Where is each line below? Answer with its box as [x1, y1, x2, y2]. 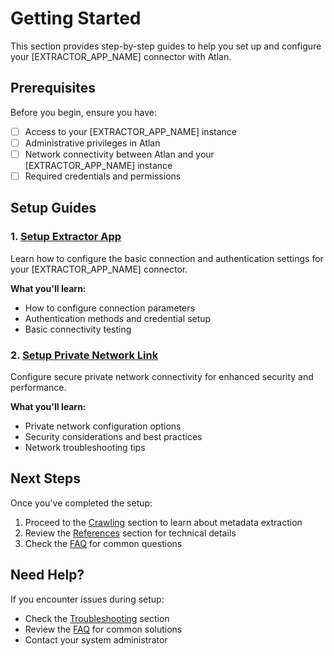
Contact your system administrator [24, 633, 168, 646]
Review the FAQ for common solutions [24, 623, 183, 635]
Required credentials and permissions [24, 170, 182, 182]
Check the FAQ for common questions [24, 537, 183, 549]
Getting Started [10, 7, 142, 30]
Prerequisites [10, 80, 96, 97]
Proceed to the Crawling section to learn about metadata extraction [24, 516, 303, 528]
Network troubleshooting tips [24, 441, 146, 453]
